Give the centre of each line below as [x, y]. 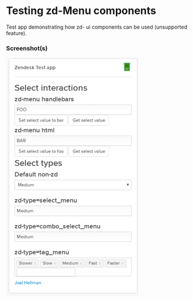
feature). [16, 33]
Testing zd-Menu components [81, 11]
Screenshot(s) [27, 48]
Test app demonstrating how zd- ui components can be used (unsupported [97, 27]
